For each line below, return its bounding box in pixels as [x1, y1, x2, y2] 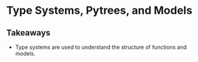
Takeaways [6, 28, 51, 38]
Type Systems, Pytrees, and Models [6, 4, 193, 17]
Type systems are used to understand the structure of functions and [15, 43, 187, 51]
